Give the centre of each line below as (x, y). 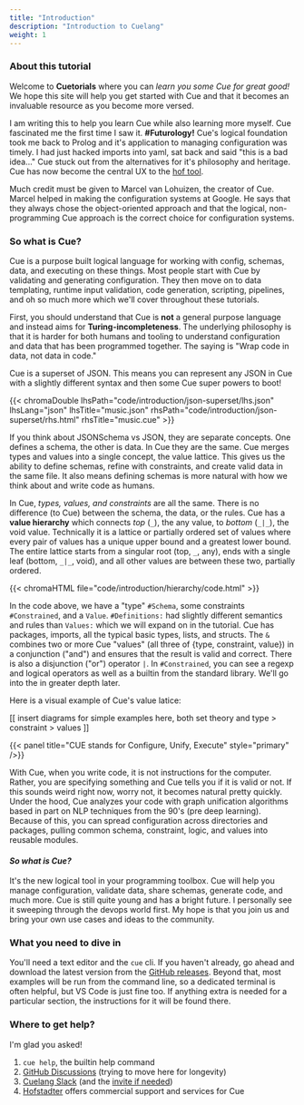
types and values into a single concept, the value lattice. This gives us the (147, 456)
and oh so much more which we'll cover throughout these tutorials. (135, 299)
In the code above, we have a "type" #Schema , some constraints (127, 605)
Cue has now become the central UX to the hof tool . (107, 171)
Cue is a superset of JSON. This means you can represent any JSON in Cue (151, 373)
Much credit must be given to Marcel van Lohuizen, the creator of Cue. (142, 189)
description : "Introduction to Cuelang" (87, 26)
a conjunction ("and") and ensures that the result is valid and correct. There (151, 653)
